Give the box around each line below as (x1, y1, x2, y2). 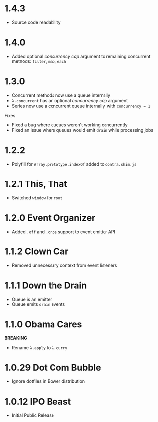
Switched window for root (11, 194, 63, 201)
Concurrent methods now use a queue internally (11, 92, 111, 98)
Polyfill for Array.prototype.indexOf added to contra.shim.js (11, 161, 137, 167)
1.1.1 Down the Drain (4, 280, 87, 291)
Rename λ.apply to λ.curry (11, 345, 68, 351)
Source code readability (11, 19, 61, 25)
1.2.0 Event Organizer (4, 212, 96, 223)
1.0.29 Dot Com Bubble (4, 362, 101, 373)
